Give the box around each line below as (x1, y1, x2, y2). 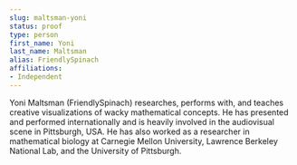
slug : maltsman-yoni (9, 13, 88, 23)
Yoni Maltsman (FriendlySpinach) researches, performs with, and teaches (9, 97, 283, 108)
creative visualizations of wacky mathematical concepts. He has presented (9, 106, 289, 118)
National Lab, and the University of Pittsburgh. (9, 145, 182, 156)
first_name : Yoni (9, 38, 75, 48)
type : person (9, 30, 59, 39)
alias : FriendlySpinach (9, 55, 100, 64)
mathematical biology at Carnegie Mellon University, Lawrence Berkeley (9, 135, 279, 146)
